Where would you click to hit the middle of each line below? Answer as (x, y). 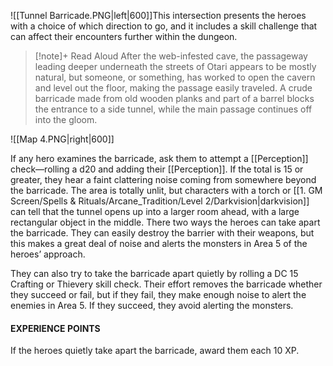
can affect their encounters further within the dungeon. (124, 36)
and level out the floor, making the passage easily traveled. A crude (173, 88)
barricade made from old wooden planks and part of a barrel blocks (174, 98)
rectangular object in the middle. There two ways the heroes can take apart (165, 222)
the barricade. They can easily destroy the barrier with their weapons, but (162, 233)
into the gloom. (66, 119)
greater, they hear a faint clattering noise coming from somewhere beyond (163, 179)
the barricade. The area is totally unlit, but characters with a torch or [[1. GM (166, 190)
